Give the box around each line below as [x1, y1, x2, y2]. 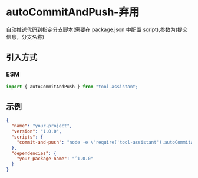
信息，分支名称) [6, 33, 45, 40]
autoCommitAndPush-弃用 [6, 5, 140, 19]
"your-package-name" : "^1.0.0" [16, 156, 94, 162]
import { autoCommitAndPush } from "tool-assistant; [6, 84, 138, 90]
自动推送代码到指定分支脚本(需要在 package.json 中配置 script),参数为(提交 [6, 26, 188, 33]
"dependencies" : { [11, 150, 57, 156]
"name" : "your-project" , [11, 123, 72, 129]
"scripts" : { [11, 134, 44, 140]
